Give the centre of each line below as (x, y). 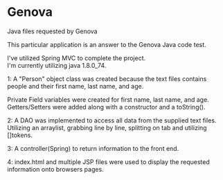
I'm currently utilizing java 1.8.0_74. (57, 65)
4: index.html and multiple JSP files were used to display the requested (108, 162)
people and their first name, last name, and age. (75, 86)
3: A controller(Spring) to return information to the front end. (93, 148)
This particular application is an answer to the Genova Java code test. (107, 44)
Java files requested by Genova (53, 31)
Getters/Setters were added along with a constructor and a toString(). (106, 107)
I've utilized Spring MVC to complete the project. (77, 58)
